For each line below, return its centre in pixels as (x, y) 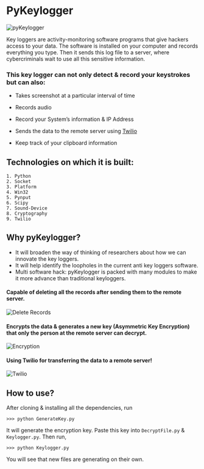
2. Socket (19, 182)
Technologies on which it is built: (70, 162)
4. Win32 (17, 192)
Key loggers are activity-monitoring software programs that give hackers (97, 39)
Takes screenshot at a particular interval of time (75, 96)
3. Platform (21, 187)
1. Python (19, 176)
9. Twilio (19, 219)
